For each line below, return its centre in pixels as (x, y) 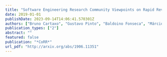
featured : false (22, 38)
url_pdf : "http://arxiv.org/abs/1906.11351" (52, 47)
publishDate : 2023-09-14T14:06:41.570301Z (50, 19)
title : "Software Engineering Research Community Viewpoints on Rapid (80, 10)
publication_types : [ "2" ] (32, 28)
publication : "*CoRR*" (29, 42)
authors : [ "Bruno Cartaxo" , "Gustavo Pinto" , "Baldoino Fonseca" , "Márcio (84, 24)
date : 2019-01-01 (23, 14)
